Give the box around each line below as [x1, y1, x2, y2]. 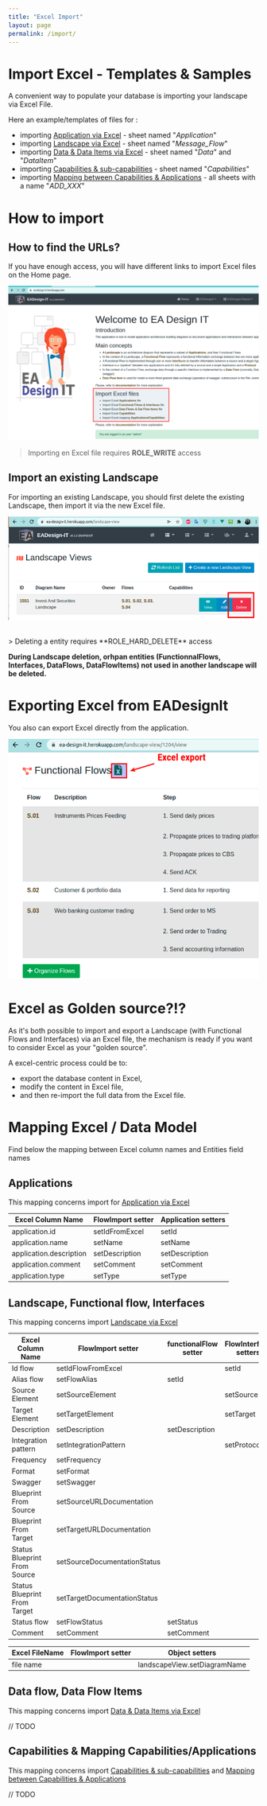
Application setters [160, 1215, 226, 1224]
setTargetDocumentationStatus [56, 1594, 158, 1603]
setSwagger [56, 1477, 96, 1487]
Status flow [11, 1617, 49, 1627]
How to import [8, 209, 105, 227]
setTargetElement [56, 1409, 114, 1419]
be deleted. [8, 669, 47, 679]
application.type [11, 1271, 65, 1280]
